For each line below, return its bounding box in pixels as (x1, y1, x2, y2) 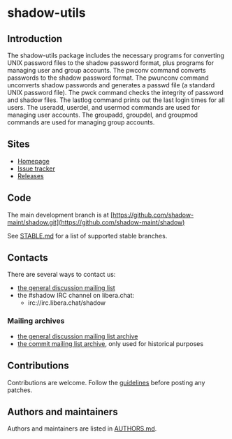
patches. (7, 386, 33, 394)
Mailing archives (7, 316, 65, 326)
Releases (17, 171, 44, 180)
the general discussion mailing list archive (17, 332, 138, 340)
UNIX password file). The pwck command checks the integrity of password (7, 89, 224, 96)
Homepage (17, 157, 50, 165)
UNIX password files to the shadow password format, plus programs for (7, 59, 215, 67)
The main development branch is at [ (7, 210, 113, 219)
